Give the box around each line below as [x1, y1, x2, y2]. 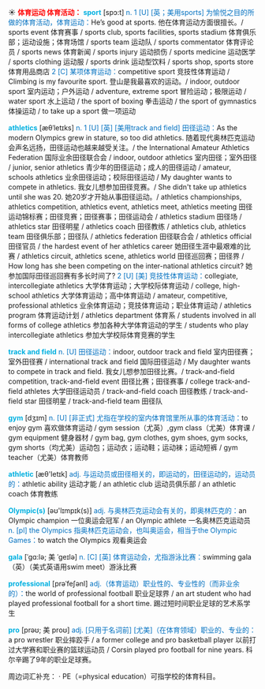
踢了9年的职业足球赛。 [21, 655, 96, 664]
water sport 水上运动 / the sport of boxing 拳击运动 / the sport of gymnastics [8, 96, 257, 106]
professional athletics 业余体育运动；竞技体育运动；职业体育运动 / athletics [8, 301, 252, 310]
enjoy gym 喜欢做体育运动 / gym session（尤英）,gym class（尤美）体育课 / [8, 423, 256, 432]
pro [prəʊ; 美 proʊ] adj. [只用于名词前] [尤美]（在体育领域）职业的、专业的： [8, 625, 256, 635]
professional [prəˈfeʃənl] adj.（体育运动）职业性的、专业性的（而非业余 [8, 579, 241, 588]
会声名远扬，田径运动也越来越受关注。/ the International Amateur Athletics [8, 143, 250, 152]
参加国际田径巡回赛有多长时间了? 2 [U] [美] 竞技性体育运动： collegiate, [8, 271, 239, 280]
